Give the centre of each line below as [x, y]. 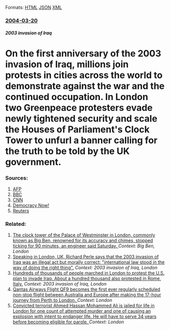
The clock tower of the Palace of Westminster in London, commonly [84, 235]
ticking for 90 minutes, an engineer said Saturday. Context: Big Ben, [84, 246]
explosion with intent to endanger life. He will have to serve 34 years [84, 317]
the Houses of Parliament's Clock [78, 129]
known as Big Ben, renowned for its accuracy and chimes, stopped [83, 241]
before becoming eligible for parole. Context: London [68, 322]
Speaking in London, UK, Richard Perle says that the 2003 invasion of [86, 257]
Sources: [17, 178]
